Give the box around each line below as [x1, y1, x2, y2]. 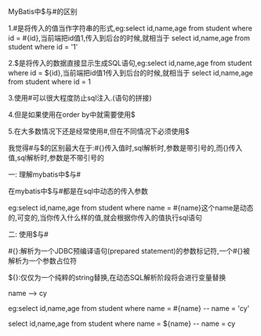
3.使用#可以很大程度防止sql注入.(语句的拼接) [8, 93, 152, 102]
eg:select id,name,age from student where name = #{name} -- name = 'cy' [8, 304, 250, 312]
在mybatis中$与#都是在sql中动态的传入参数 [8, 187, 149, 195]
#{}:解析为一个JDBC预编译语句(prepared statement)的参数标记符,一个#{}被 [8, 247, 251, 255]
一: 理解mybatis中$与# [8, 170, 81, 179]
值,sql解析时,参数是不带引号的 [8, 153, 104, 163]
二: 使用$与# [8, 230, 49, 239]
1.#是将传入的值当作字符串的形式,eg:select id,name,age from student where [8, 24, 252, 33]
